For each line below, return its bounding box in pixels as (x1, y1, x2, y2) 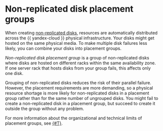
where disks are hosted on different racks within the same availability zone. (5, 60, 156, 66)
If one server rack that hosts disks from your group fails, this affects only (5, 65, 151, 71)
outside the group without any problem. (5, 106, 84, 112)
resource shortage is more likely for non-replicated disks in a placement (5, 90, 149, 96)
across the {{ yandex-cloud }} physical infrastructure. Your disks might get (5, 35, 155, 41)
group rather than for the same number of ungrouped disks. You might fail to (5, 95, 159, 101)
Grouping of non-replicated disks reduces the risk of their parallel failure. (5, 79, 152, 86)
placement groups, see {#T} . (5, 120, 63, 126)
